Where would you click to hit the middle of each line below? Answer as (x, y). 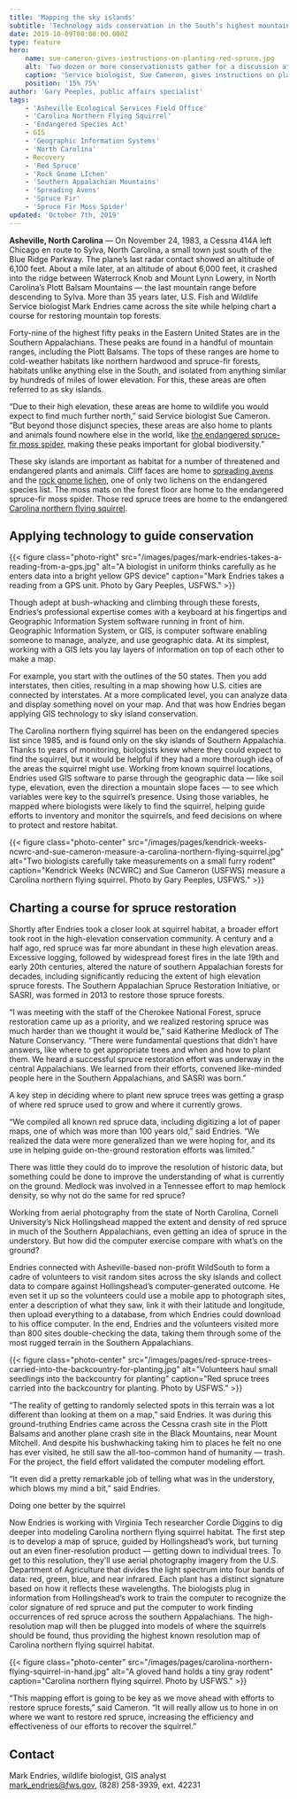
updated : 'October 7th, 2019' (65, 215)
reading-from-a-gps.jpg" (54, 567)
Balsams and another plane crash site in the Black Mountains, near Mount (143, 1434)
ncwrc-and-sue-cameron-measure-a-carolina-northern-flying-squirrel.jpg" (147, 852)
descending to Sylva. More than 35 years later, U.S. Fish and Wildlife (134, 297)
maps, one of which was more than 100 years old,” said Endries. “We (134, 1131)
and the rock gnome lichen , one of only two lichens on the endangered (138, 480)
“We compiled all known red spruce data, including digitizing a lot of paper (145, 1122)
